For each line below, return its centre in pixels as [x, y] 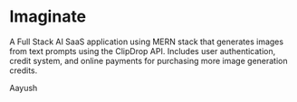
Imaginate [48, 17]
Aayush [24, 88]
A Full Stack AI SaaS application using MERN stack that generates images [146, 42]
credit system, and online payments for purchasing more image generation [148, 60]
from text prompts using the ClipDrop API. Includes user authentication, [143, 51]
